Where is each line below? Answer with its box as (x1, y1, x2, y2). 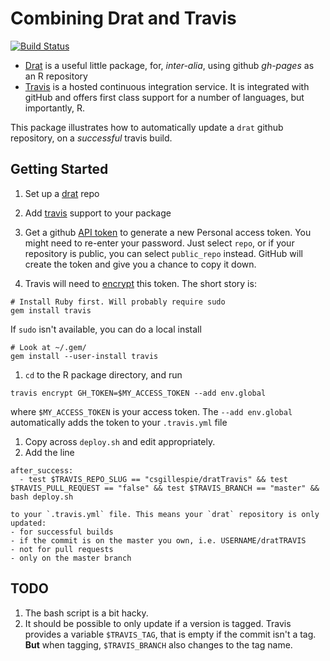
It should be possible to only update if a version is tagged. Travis (24, 617, 292, 629)
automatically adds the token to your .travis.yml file (10, 416, 228, 428)
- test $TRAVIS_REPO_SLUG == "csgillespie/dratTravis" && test (19, 474, 288, 484)
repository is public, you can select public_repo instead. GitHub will (24, 247, 303, 259)
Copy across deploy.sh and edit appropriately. (24, 435, 216, 447)
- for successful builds (10, 527, 114, 537)
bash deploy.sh (10, 492, 74, 502)
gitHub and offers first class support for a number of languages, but (24, 91, 305, 103)
